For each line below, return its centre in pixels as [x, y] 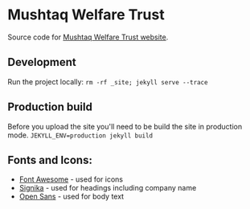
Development [42, 62]
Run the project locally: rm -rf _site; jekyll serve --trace [108, 81]
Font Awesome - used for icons [71, 179]
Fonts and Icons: [50, 160]
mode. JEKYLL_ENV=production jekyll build [80, 135]
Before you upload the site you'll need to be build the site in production [125, 126]
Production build [50, 107]
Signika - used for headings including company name [108, 188]
